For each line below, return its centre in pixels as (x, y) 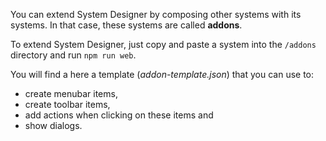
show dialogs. (53, 125)
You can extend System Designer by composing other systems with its (156, 14)
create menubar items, (71, 93)
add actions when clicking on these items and (119, 115)
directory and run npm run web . (73, 55)
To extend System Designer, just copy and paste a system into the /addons (163, 44)
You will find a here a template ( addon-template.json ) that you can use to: (162, 74)
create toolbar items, (67, 104)
